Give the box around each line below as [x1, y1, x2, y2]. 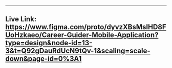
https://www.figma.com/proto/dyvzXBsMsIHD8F [5, 23, 166, 31]
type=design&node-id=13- [5, 39, 93, 47]
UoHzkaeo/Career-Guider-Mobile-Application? [5, 31, 159, 40]
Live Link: [5, 15, 37, 23]
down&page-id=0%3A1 [5, 54, 82, 63]
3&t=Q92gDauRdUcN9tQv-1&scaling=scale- [5, 47, 150, 55]
